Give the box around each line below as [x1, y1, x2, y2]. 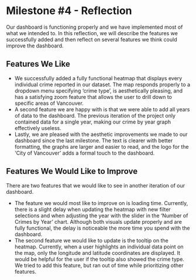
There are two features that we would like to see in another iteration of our [6, 182, 185, 189]
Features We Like [6, 59, 70, 69]
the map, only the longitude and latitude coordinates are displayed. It [14, 249, 180, 256]
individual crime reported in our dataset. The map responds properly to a [14, 81, 191, 88]
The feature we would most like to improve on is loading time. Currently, [14, 199, 188, 206]
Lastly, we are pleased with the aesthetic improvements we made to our [14, 131, 188, 138]
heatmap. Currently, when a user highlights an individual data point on [14, 243, 184, 250]
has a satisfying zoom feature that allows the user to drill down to [14, 93, 173, 100]
